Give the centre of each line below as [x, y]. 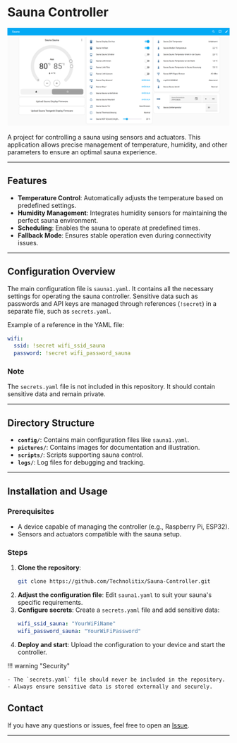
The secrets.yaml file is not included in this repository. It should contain [111, 387]
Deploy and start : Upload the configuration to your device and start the [121, 644]
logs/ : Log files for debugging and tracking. [81, 462]
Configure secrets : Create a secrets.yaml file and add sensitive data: [119, 610]
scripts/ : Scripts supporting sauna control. [80, 455]
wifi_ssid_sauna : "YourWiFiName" [67, 624]
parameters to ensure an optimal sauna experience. [82, 152]
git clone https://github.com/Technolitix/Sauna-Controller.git [114, 582]
